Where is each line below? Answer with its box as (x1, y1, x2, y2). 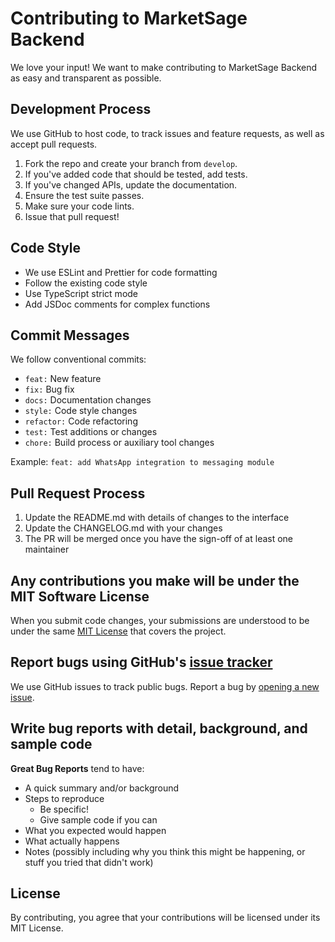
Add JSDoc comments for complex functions (24, 298, 211, 310)
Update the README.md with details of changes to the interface (24, 512, 290, 524)
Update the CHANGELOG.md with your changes (24, 522, 223, 534)
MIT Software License (10, 588, 150, 605)
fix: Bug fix (24, 383, 75, 396)
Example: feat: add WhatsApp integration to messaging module (10, 456, 275, 468)
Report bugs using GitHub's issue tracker (10, 654, 273, 671)
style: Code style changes (24, 405, 138, 417)
